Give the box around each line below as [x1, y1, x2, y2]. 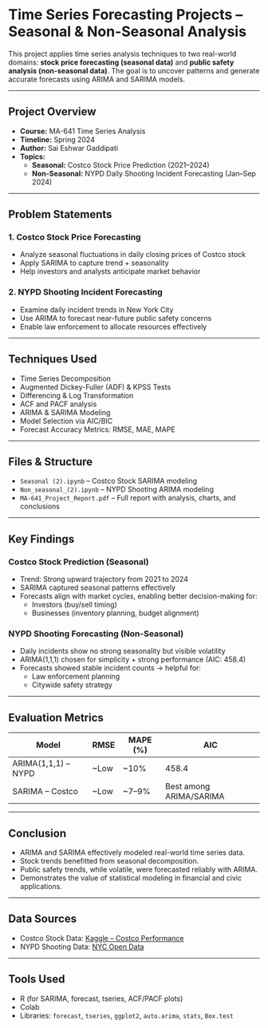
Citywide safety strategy [31, 680, 113, 690]
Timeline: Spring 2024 [19, 134, 96, 144]
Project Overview [8, 105, 97, 119]
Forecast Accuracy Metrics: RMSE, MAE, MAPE [19, 425, 175, 434]
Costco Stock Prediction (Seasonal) [8, 556, 149, 567]
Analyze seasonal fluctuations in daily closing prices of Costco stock [19, 250, 246, 259]
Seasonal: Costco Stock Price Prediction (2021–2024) [31, 160, 210, 169]
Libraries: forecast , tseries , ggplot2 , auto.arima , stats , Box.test [19, 1010, 234, 1020]
